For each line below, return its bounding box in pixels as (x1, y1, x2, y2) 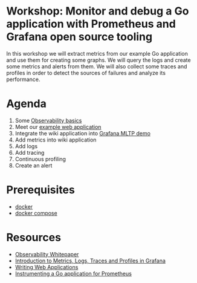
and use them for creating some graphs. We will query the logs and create (6, 56, 192, 63)
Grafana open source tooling (6, 30, 153, 44)
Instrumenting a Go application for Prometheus (15, 270, 132, 277)
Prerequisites (6, 183, 76, 197)
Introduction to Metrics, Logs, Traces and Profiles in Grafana (15, 257, 166, 264)
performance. (6, 76, 40, 83)
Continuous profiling (15, 155, 66, 163)
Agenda (6, 97, 47, 111)
